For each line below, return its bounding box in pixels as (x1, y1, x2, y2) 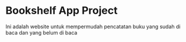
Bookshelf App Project (5, 4, 118, 17)
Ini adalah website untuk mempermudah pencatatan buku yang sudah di (5, 23, 181, 30)
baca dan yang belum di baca (5, 29, 78, 36)
